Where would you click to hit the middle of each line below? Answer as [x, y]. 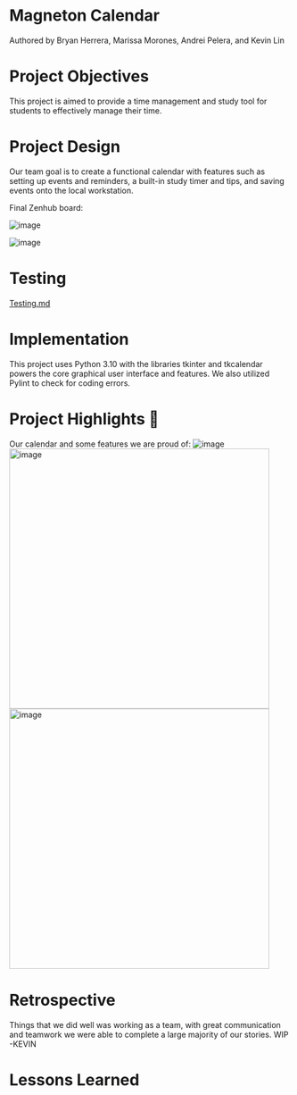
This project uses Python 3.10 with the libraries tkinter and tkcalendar [136, 364]
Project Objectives [79, 76]
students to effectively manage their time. [86, 110]
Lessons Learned [74, 1079]
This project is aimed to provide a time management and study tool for [138, 101]
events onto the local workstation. [71, 190]
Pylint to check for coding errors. [70, 383]
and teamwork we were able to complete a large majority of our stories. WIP [149, 1034]
